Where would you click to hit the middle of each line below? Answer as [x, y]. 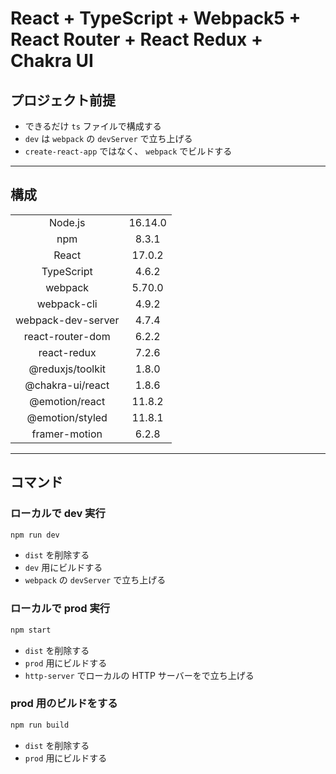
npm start [31, 630]
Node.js [67, 222]
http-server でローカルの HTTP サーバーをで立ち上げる [139, 675]
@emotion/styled [67, 417]
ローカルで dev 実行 [58, 514]
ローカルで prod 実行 [60, 609]
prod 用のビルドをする [64, 704]
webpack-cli [67, 304]
